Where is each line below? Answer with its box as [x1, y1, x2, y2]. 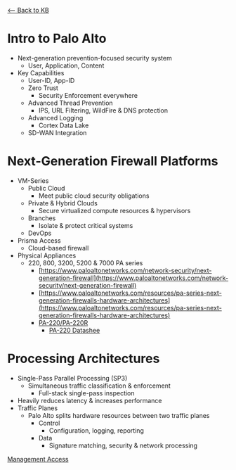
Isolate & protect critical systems [38, 221, 133, 229]
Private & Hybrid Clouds [27, 198, 98, 207]
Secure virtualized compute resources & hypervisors [38, 206, 191, 215]
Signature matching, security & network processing [48, 441, 198, 450]
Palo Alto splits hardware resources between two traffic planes [27, 411, 210, 419]
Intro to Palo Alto [7, 31, 107, 46]
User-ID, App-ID [27, 76, 75, 84]
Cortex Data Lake [38, 121, 89, 129]
